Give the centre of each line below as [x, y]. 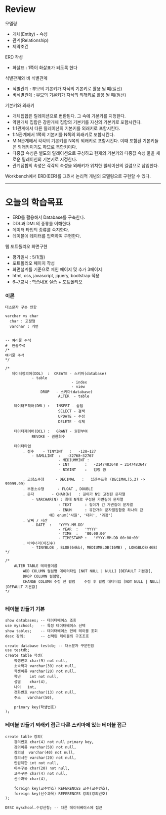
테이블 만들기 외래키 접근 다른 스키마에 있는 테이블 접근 [66, 725]
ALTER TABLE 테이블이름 [36, 566]
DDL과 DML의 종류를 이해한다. [42, 223]
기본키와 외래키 [20, 105]
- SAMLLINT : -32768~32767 [62, 456]
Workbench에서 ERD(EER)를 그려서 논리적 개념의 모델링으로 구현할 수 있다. [78, 176]
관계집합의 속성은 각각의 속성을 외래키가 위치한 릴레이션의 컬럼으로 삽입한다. [85, 165]
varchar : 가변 [24, 327]
